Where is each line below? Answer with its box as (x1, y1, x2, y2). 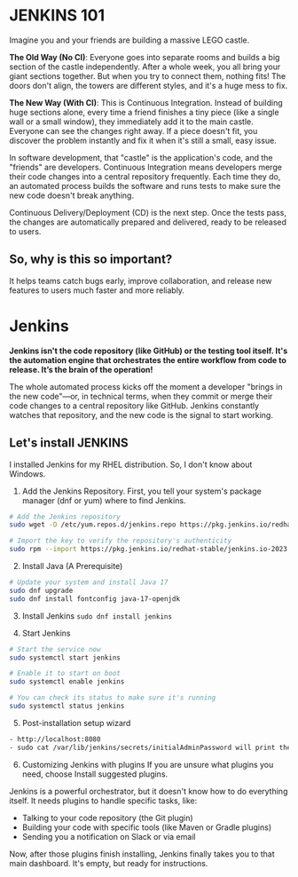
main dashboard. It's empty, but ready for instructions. (9, 857, 208, 868)
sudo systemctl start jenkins (9, 653, 122, 662)
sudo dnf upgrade (9, 586, 74, 595)
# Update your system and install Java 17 (9, 578, 169, 587)
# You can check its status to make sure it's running (9, 693, 216, 702)
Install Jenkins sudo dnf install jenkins (21, 610, 173, 621)
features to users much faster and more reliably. (9, 285, 184, 296)
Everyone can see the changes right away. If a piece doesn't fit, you (9, 125, 258, 136)
